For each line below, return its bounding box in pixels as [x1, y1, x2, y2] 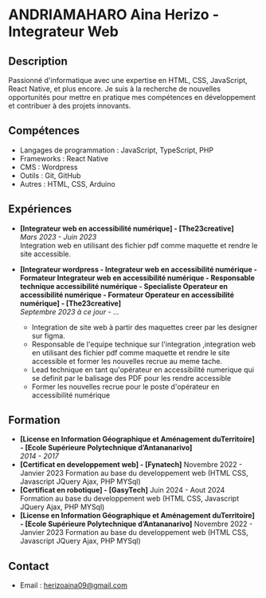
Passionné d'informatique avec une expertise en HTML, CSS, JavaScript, [8, 76, 248, 85]
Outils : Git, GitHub [19, 170, 81, 180]
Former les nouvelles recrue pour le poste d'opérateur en [31, 382, 220, 391]
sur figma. [31, 331, 65, 340]
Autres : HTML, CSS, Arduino [19, 179, 115, 188]
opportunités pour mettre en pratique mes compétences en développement [8, 93, 256, 101]
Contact [8, 559, 49, 572]
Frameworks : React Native [19, 153, 109, 163]
